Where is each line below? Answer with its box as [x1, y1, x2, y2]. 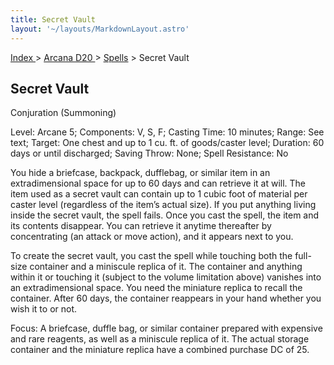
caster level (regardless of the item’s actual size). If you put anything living [10, 199, 317, 211]
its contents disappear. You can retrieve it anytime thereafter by [10, 220, 272, 232]
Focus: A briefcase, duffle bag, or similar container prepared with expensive [10, 322, 323, 335]
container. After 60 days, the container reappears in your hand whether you [10, 292, 322, 305]
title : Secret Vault [10, 14, 97, 25]
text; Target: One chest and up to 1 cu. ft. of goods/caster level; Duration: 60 [10, 137, 325, 149]
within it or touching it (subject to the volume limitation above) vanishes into [10, 271, 322, 283]
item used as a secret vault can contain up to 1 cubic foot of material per [10, 188, 308, 200]
